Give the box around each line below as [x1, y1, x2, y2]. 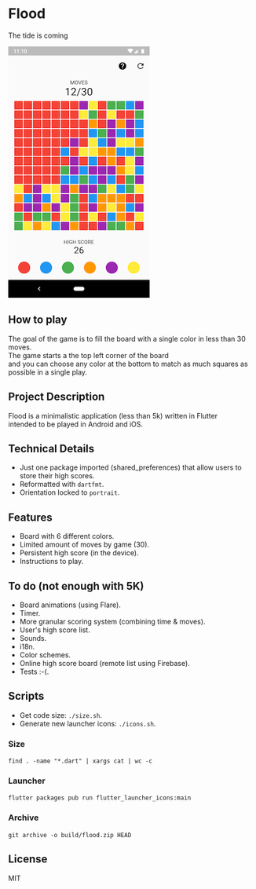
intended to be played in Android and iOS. [8, 419, 144, 429]
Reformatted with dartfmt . [19, 480, 104, 489]
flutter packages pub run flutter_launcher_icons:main [8, 794, 192, 802]
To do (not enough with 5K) [8, 579, 144, 593]
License [8, 853, 48, 866]
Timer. [19, 609, 41, 617]
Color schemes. [19, 650, 71, 660]
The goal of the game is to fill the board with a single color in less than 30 [8, 334, 246, 343]
